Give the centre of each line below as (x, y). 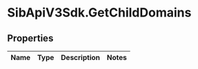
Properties (30, 38)
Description (80, 58)
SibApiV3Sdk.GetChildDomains (99, 13)
